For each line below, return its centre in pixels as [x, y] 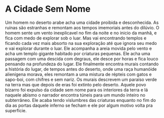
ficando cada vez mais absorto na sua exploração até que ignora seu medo [81, 43]
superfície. [16, 110]
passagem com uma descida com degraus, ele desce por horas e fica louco [82, 59]
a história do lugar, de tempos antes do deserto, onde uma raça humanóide [81, 69]
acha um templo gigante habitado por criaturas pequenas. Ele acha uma [78, 53]
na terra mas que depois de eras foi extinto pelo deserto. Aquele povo [76, 84]
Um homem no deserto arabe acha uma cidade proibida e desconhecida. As [82, 22]
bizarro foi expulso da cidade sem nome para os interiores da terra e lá [77, 90]
